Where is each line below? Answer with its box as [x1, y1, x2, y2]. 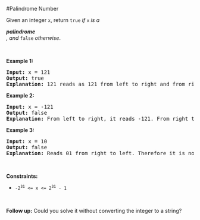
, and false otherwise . [6, 34, 61, 41]
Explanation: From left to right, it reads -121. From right [6, 115, 189, 122]
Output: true [6, 75, 45, 81]
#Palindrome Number [6, 5, 59, 12]
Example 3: [6, 127, 35, 133]
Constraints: [6, 172, 38, 180]
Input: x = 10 [6, 138, 48, 144]
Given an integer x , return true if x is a [6, 17, 100, 23]
